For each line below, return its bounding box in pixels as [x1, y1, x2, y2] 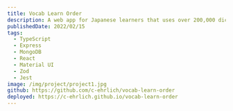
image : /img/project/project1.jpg [7, 81, 107, 88]
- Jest [13, 74, 33, 81]
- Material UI [13, 61, 54, 68]
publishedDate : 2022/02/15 [7, 23, 85, 30]
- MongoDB [13, 49, 42, 56]
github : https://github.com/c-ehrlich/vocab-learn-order [7, 87, 175, 94]
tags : [7, 29, 23, 37]
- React [13, 55, 36, 62]
